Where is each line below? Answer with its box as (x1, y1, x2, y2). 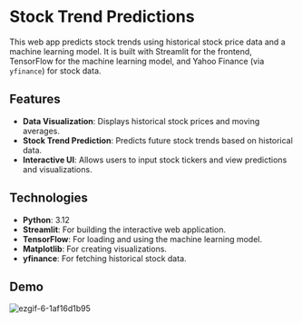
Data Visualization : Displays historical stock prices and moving (22, 115, 260, 126)
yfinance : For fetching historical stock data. (22, 252, 188, 264)
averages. (22, 125, 61, 136)
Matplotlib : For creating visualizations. (22, 243, 168, 254)
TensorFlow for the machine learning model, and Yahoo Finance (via (9, 55, 265, 66)
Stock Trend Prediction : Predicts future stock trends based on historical (22, 134, 293, 146)
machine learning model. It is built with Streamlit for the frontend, (9, 45, 252, 56)
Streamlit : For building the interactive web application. (22, 224, 227, 235)
